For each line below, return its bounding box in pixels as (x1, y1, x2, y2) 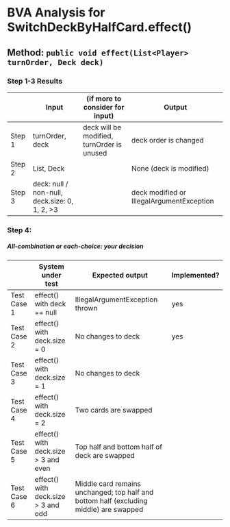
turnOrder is (83, 139, 122, 149)
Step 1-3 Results (7, 76, 63, 86)
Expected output (92, 270, 149, 280)
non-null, (32, 187, 63, 197)
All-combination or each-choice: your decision (7, 242, 144, 251)
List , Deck (32, 163, 65, 173)
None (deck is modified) (131, 163, 209, 173)
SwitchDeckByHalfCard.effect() (7, 19, 192, 35)
